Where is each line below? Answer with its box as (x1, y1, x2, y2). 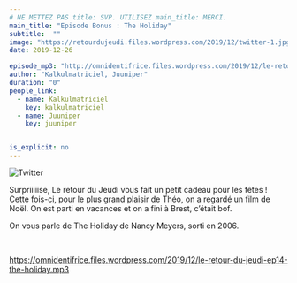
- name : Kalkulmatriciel (17, 95, 109, 103)
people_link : (9, 86, 57, 96)
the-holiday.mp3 (9, 264, 69, 274)
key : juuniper (25, 119, 77, 128)
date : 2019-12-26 (9, 46, 73, 55)
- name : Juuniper (17, 111, 81, 120)
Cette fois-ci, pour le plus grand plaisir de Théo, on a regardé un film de (9, 194, 271, 204)
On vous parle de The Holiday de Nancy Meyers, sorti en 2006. (9, 220, 240, 231)
